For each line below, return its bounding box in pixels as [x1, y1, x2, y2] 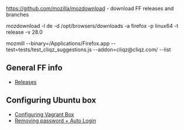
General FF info [6, 63, 63, 73]
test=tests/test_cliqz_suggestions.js [6, 46, 92, 53]
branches [6, 11, 29, 18]
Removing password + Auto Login [14, 117, 96, 124]
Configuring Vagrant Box [14, 111, 74, 118]
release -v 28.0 [6, 29, 43, 36]
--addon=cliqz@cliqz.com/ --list [93, 46, 171, 53]
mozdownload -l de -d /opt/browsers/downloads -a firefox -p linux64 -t [6, 23, 179, 29]
